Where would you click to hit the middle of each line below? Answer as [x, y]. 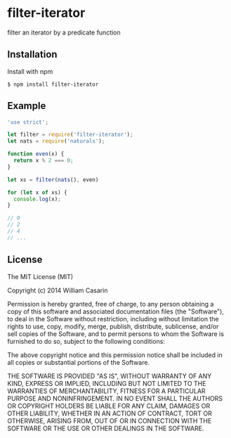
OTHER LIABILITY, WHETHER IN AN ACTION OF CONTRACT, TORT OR [110, 413]
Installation [32, 54]
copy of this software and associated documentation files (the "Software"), [116, 311]
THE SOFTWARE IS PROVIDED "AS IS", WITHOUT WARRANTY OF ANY [110, 376]
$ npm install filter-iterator [53, 84]
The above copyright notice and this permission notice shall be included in [115, 355]
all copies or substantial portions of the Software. [78, 362]
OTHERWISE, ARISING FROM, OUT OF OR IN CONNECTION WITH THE [110, 420]
